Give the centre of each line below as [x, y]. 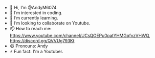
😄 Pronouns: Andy [29, 46]
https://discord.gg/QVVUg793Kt [42, 41]
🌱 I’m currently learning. [34, 18]
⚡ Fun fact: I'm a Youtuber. [36, 51]
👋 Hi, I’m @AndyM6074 [33, 8]
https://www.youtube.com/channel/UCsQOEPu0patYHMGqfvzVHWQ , [80, 36]
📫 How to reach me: [31, 29]
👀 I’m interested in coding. [36, 13]
